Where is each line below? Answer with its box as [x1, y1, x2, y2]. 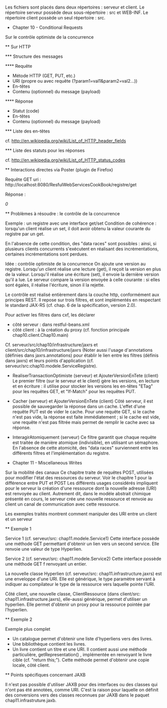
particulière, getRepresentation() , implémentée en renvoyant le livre [12, 652, 152, 657]
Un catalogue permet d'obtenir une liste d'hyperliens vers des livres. [12, 636, 153, 642]
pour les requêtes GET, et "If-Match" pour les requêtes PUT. [12, 389, 136, 394]
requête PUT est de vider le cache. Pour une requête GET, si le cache [12, 409, 155, 415]
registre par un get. [5, 231, 45, 237]
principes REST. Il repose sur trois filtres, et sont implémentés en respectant [5, 297, 161, 303]
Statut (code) [12, 108, 40, 114]
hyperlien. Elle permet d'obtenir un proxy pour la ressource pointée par [5, 601, 151, 607]
